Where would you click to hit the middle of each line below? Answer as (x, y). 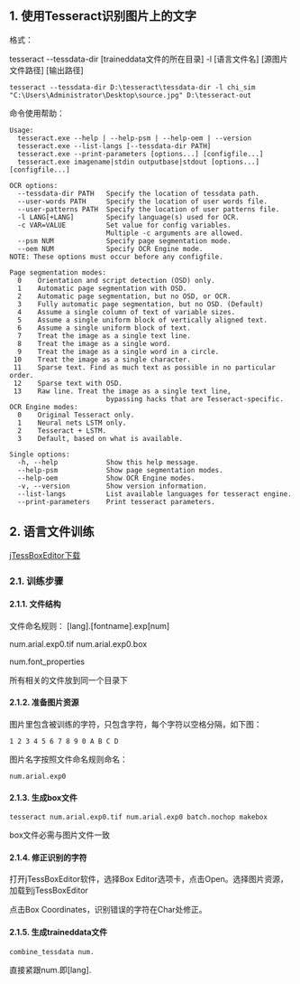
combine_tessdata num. (52, 951)
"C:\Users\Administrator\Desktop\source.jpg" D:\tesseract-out (131, 95)
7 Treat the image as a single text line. (105, 336)
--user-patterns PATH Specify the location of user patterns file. (149, 209)
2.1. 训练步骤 (36, 581)
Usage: (22, 130)
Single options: (40, 455)
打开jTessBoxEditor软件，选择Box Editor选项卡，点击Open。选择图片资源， (149, 879)
